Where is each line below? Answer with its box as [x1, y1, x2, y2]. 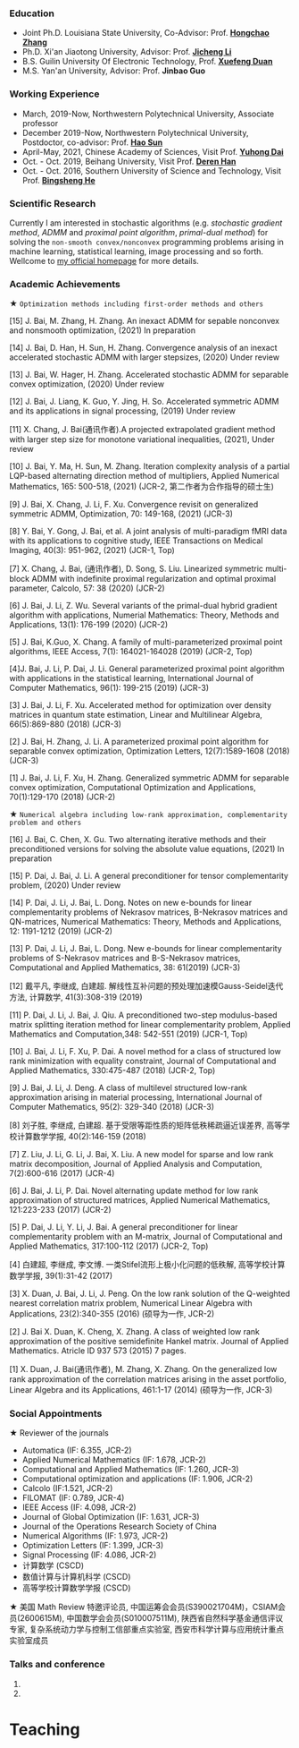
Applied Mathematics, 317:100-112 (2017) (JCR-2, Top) [9, 1241, 209, 1251]
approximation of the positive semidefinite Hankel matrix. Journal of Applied [9, 1336, 289, 1347]
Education [9, 7, 55, 20]
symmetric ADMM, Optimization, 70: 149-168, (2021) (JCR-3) [9, 508, 234, 519]
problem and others [9, 818, 82, 828]
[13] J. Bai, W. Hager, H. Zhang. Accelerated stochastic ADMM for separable [9, 370, 289, 380]
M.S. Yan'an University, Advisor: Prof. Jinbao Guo [21, 65, 206, 76]
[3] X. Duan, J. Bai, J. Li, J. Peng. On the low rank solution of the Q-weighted [9, 1288, 291, 1300]
